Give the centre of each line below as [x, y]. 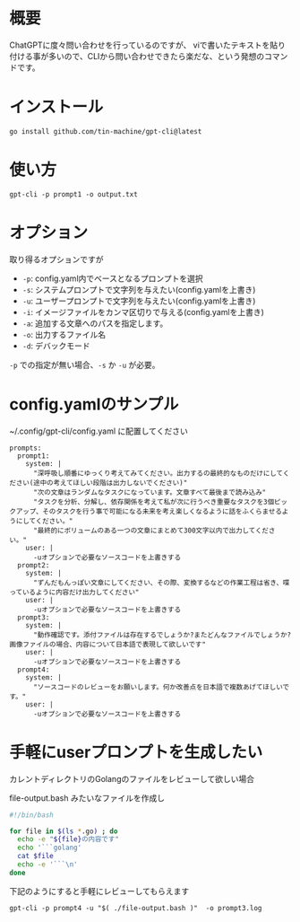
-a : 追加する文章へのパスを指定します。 [95, 323]
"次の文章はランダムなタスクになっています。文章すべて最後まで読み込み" [150, 492]
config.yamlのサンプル [94, 404]
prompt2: [34, 565]
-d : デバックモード [56, 346]
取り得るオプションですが [56, 259]
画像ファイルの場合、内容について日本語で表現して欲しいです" [107, 644]
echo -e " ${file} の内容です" [68, 839]
